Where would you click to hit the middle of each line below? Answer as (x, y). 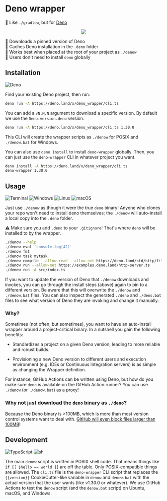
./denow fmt (17, 251)
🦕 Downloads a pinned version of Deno (45, 41)
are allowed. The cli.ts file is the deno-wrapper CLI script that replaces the (82, 472)
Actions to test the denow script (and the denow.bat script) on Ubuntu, (75, 488)
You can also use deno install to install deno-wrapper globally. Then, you (80, 151)
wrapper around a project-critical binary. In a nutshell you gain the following (83, 329)
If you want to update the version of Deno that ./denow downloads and (77, 280)
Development (27, 440)
